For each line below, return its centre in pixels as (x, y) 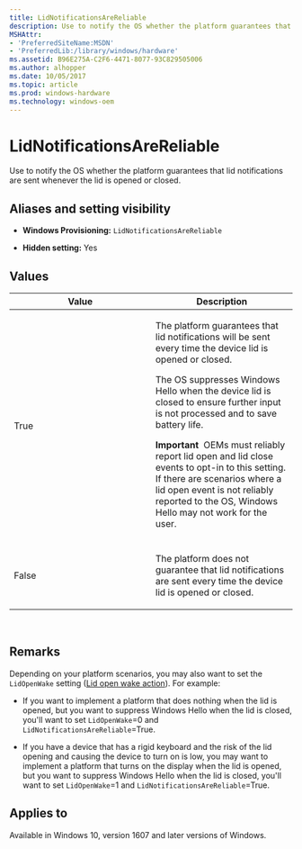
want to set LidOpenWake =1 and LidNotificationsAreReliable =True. (146, 785)
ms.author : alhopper (48, 68)
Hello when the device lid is (213, 391)
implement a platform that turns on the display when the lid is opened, (152, 765)
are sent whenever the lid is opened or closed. (95, 180)
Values (29, 276)
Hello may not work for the (212, 512)
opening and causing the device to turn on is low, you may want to (145, 756)
